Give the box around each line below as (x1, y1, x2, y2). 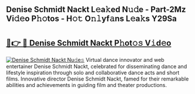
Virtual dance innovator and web (85, 57, 164, 63)
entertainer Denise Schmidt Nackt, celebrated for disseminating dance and (6, 63, 187, 69)
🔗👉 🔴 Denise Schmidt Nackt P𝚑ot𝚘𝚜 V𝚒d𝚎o (6, 38, 172, 48)
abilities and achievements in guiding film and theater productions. (6, 82, 167, 88)
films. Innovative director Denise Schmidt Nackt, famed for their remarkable (6, 75, 189, 82)
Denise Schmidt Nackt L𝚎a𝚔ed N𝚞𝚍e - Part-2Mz (6, 5, 186, 15)
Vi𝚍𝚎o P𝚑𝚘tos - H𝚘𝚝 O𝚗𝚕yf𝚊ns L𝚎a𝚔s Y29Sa (6, 14, 177, 24)
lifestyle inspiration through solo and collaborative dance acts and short (6, 69, 180, 76)
